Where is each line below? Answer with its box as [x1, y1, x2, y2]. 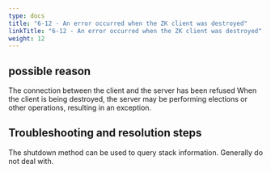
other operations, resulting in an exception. [8, 103, 152, 113]
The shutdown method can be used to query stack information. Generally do [8, 147, 264, 157]
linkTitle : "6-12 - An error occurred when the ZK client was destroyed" [8, 27, 263, 35]
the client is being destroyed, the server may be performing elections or [8, 94, 248, 104]
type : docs [8, 11, 45, 20]
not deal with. [8, 156, 54, 166]
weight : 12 [8, 34, 45, 43]
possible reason [8, 64, 91, 78]
